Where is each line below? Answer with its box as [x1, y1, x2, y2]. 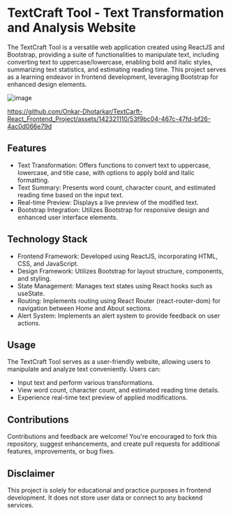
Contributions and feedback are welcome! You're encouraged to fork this [7, 432, 218, 441]
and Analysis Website [7, 20, 136, 36]
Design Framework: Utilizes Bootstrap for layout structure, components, [17, 267, 224, 275]
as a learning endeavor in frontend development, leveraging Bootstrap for [7, 72, 218, 81]
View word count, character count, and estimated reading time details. [17, 386, 220, 395]
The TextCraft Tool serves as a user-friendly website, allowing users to [7, 358, 211, 366]
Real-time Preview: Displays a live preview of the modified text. [17, 198, 199, 206]
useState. [17, 289, 45, 297]
